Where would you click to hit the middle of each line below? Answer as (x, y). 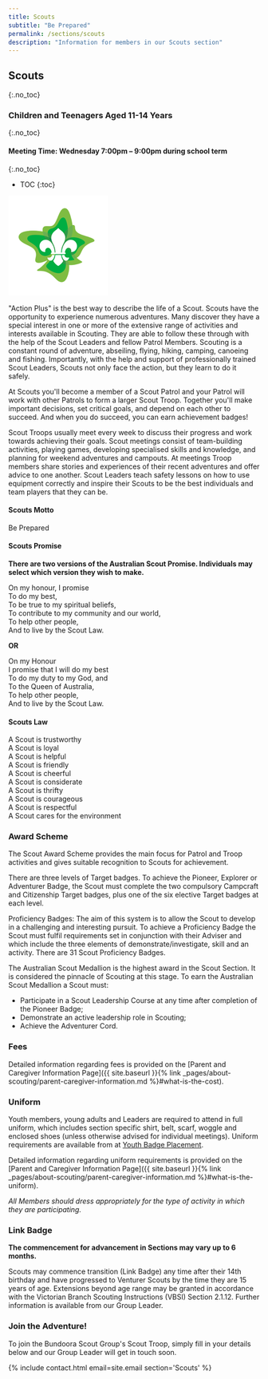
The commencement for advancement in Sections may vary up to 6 (122, 1248)
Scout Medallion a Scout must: (59, 985)
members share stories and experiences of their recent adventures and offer (134, 466)
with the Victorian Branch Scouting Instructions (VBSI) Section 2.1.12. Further (134, 1297)
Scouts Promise (35, 546)
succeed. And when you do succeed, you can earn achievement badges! (128, 417)
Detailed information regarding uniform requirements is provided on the (126, 1160)
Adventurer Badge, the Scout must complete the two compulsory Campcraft (134, 886)
